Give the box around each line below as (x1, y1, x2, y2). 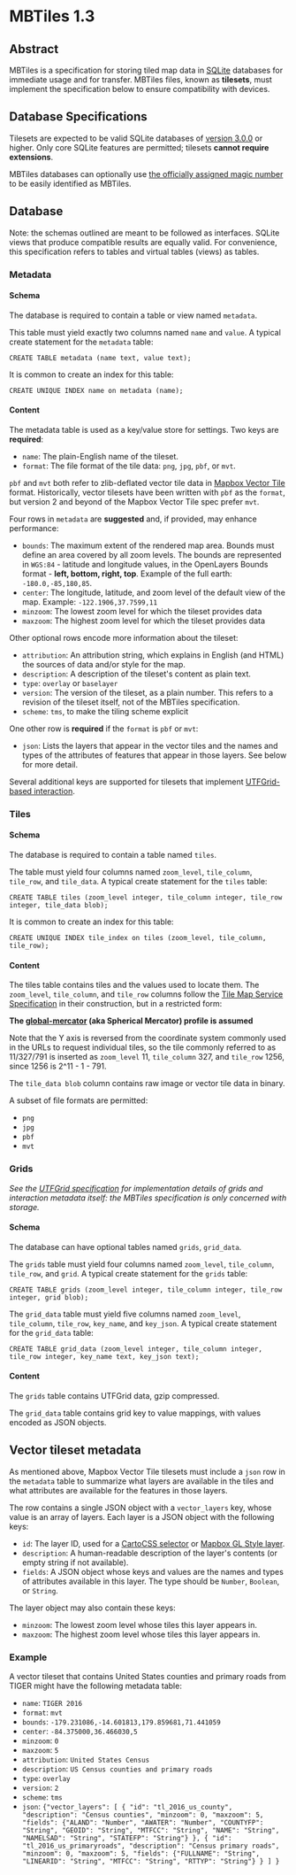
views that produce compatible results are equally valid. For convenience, (9, 236, 277, 247)
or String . (21, 1585, 59, 1595)
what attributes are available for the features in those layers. (9, 1485, 228, 1495)
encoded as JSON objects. (9, 1416, 107, 1427)
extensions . (9, 151, 54, 162)
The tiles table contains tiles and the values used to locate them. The (9, 980, 260, 991)
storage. (9, 1201, 40, 1212)
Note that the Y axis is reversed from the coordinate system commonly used (9, 1033, 287, 1044)
